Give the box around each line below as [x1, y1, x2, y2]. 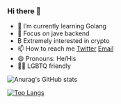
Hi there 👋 [7, 6, 42, 16]
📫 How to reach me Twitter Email [17, 44, 114, 53]
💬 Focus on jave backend [17, 29, 90, 37]
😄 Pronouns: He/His [17, 55, 76, 63]
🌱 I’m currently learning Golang [17, 22, 106, 31]
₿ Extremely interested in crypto [17, 37, 110, 45]
